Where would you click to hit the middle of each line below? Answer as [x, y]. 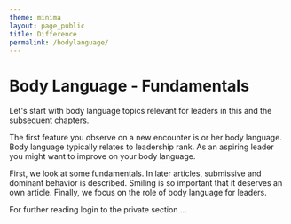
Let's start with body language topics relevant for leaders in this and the [141, 111]
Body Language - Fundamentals [130, 86]
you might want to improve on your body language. [102, 156]
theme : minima [35, 17]
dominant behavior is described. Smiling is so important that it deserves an [146, 183]
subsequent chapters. [49, 120]
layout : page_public [47, 26]
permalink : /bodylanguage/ [59, 42]
